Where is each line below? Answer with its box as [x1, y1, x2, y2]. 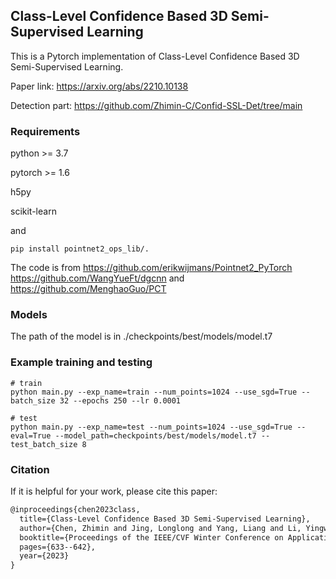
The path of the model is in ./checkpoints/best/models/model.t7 [10, 330, 273, 343]
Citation [10, 462, 50, 476]
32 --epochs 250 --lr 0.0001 [59, 395, 182, 406]
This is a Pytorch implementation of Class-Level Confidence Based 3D [10, 50, 300, 62]
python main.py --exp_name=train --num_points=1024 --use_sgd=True [10, 387, 298, 397]
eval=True [10, 430, 52, 441]
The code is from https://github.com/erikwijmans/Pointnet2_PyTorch [10, 262, 293, 274]
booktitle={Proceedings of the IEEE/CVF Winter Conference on [19, 532, 284, 543]
